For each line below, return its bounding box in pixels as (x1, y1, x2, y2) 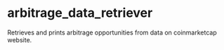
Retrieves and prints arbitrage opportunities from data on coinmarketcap (7, 28, 217, 37)
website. (7, 35, 32, 44)
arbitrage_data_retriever (7, 5, 153, 21)
